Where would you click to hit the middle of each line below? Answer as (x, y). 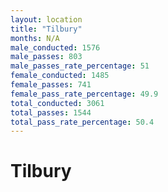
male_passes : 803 (46, 57)
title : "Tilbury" (46, 29)
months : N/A (35, 38)
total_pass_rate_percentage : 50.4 (82, 122)
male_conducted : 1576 (55, 47)
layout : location (46, 19)
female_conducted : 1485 (60, 76)
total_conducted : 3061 (57, 103)
